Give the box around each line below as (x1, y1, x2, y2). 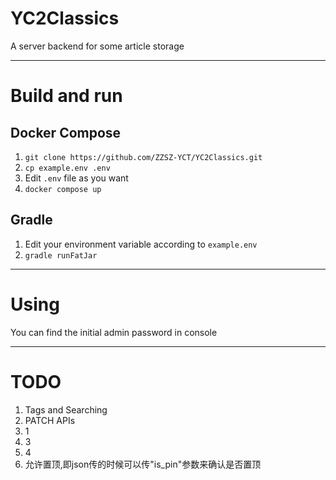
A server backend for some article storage (10, 40, 185, 52)
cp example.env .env (24, 163, 111, 173)
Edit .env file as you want (24, 172, 129, 184)
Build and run (10, 85, 123, 107)
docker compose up (24, 184, 102, 194)
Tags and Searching (24, 403, 108, 416)
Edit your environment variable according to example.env (24, 238, 258, 250)
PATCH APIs (24, 414, 76, 426)
